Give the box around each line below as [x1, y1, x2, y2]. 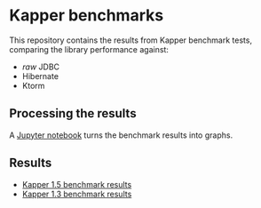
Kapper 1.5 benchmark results [21, 179, 132, 189]
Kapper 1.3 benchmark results [21, 188, 132, 199]
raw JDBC [21, 61, 60, 72]
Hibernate [21, 70, 59, 81]
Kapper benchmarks [9, 5, 164, 26]
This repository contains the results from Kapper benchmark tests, [9, 35, 253, 45]
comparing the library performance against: [9, 44, 169, 54]
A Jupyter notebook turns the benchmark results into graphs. [9, 130, 233, 140]
